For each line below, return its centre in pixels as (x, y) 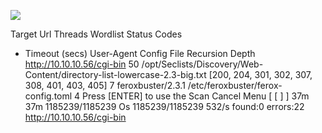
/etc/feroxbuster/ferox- (235, 85)
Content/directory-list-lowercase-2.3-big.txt (115, 74)
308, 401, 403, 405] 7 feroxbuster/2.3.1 (105, 85)
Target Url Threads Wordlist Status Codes (96, 34)
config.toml (48, 96)
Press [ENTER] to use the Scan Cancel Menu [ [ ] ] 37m (196, 96)
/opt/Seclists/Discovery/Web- (202, 64)
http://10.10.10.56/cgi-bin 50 (82, 64)
